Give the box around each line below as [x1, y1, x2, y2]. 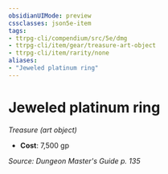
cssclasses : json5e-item [8, 19, 92, 27]
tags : [8, 26, 27, 34]
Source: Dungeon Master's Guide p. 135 [8, 156, 141, 165]
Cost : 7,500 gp [19, 140, 70, 150]
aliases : [8, 57, 38, 65]
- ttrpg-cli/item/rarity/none [8, 49, 110, 57]
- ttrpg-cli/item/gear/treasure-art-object [8, 42, 157, 50]
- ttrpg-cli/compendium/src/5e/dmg [8, 34, 128, 42]
